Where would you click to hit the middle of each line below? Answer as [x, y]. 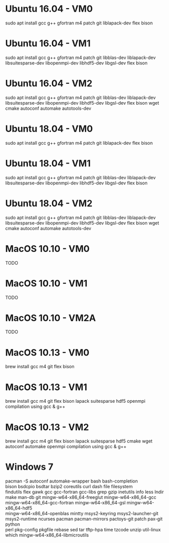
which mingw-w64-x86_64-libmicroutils [47, 535]
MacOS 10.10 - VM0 [47, 249]
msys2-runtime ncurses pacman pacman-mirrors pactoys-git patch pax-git [84, 519]
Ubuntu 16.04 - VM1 [48, 43]
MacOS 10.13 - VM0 [47, 352]
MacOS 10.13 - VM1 [46, 387]
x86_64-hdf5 [19, 508]
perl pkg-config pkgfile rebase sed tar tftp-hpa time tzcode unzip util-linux [83, 530]
